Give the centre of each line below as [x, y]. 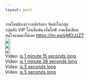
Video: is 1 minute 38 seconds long [41, 61]
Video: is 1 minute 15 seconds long [40, 56]
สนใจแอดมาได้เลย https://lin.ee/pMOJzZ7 [44, 35]
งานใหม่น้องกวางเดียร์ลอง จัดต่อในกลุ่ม [37, 24]
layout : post [19, 10]
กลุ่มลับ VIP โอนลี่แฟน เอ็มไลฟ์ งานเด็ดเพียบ [42, 29]
